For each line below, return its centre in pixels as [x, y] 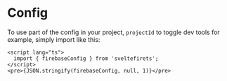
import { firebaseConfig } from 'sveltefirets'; [86, 58]
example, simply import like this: [54, 39]
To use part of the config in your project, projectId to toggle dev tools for [113, 32]
